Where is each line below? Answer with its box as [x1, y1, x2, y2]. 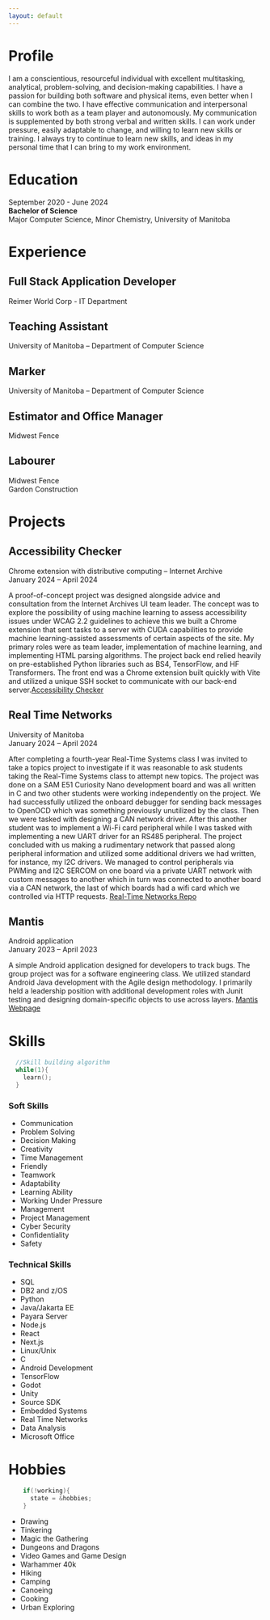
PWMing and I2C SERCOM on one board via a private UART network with [8, 866, 253, 875]
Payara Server [19, 1311, 68, 1322]
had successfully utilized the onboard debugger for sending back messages [8, 797, 263, 807]
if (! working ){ [23, 1487, 70, 1496]
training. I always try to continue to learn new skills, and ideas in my [8, 133, 234, 143]
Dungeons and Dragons [19, 1542, 99, 1552]
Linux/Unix [19, 1346, 57, 1356]
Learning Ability [19, 1188, 73, 1197]
